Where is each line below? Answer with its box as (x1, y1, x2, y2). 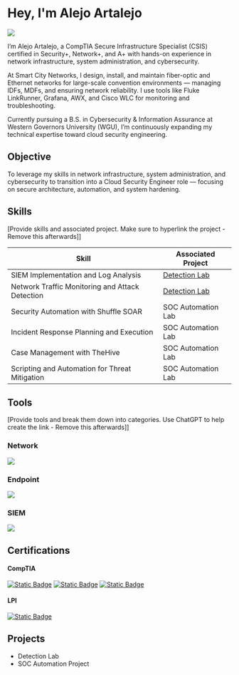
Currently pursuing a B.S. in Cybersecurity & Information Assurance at (7, 115, 213, 123)
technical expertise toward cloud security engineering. (7, 130, 168, 138)
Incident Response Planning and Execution (11, 326, 154, 336)
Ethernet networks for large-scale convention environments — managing (7, 78, 221, 87)
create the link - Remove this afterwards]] (7, 423, 129, 432)
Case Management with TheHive (11, 347, 120, 357)
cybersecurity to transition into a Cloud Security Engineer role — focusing (7, 177, 224, 186)
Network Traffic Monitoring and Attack (11, 282, 139, 292)
